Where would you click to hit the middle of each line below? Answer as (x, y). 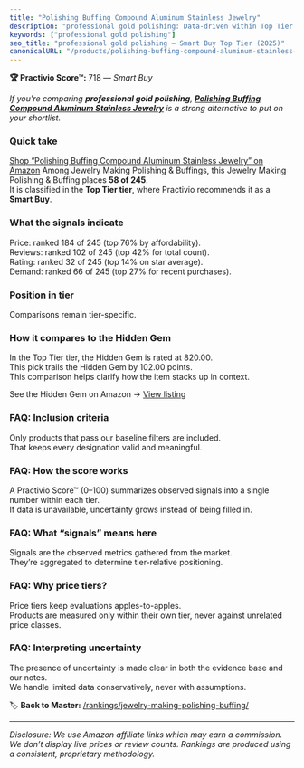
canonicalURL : (36, 52)
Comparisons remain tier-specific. (73, 315)
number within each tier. (54, 499)
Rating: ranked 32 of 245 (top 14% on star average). (106, 261)
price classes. (35, 624)
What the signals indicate (66, 223)
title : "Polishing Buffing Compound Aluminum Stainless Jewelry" (135, 18)
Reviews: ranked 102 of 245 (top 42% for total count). (109, 252)
